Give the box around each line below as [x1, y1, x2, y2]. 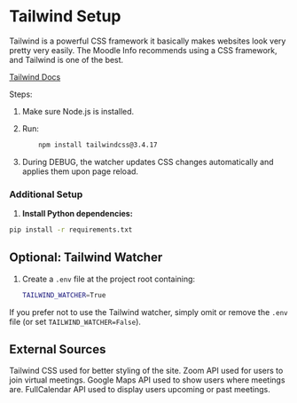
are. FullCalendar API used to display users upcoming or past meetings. [9, 384, 270, 395]
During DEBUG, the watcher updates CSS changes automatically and [21, 156, 274, 167]
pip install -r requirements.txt [9, 225, 133, 234]
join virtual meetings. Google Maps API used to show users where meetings [9, 375, 285, 385]
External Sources [9, 342, 106, 357]
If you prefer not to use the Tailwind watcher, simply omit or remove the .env [9, 306, 288, 317]
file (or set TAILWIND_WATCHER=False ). [9, 316, 142, 327]
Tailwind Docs [9, 71, 61, 82]
